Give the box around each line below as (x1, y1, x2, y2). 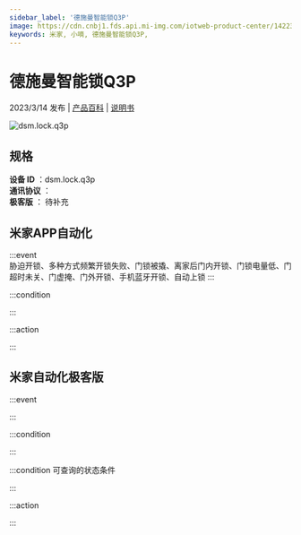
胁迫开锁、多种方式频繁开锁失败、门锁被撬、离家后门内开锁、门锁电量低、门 (9, 260, 292, 271)
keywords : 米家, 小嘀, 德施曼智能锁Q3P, (9, 30, 149, 39)
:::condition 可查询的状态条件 (9, 464, 116, 475)
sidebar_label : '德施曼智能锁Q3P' (9, 13, 130, 22)
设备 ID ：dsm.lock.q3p (9, 174, 96, 185)
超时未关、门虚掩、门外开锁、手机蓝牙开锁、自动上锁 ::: (9, 271, 215, 282)
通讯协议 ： (9, 186, 51, 196)
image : (9, 22, 34, 30)
